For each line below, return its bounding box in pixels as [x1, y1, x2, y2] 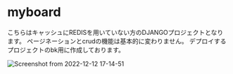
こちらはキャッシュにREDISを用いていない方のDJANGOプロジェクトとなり [7, 28, 224, 36]
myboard [7, 4, 61, 20]
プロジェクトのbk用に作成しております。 [7, 45, 125, 54]
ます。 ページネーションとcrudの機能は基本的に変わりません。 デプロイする [7, 36, 227, 45]
